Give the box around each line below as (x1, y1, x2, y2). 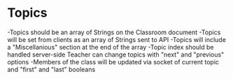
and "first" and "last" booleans (7, 65, 96, 73)
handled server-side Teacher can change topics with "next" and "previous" (7, 50, 225, 59)
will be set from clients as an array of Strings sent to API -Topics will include (7, 35, 226, 43)
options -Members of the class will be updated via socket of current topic (7, 57, 219, 66)
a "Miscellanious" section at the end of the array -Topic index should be (7, 43, 214, 51)
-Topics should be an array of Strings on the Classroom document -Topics (7, 28, 221, 36)
